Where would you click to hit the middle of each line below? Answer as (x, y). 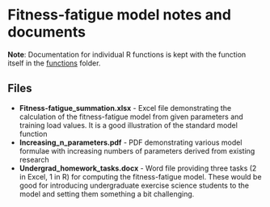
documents (47, 32)
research (34, 159)
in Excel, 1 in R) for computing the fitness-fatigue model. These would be (140, 176)
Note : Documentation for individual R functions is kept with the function (127, 54)
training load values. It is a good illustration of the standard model (128, 125)
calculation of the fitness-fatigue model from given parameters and (131, 116)
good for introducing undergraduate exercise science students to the (134, 185)
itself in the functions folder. (54, 63)
